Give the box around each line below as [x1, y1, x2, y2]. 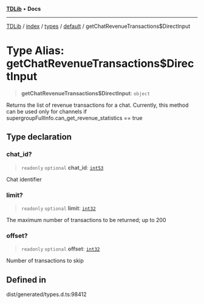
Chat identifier [6, 175, 42, 183]
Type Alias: [6, 44, 65, 58]
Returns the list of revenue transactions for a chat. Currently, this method [6, 101, 189, 109]
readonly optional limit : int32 [21, 204, 96, 212]
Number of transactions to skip [6, 257, 84, 265]
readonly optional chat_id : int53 [21, 164, 104, 171]
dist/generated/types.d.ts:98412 [6, 291, 87, 298]
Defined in [6, 274, 47, 285]
